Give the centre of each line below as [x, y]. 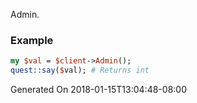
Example [32, 40]
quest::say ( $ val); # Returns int [80, 70]
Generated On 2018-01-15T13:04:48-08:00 [98, 90]
